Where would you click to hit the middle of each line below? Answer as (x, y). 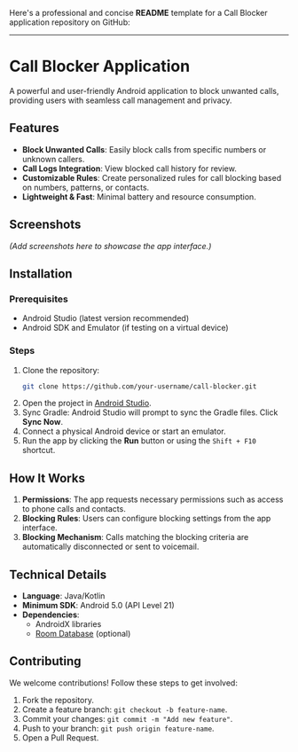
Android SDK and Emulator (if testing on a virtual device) (125, 328)
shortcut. (39, 450)
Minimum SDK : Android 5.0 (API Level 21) (98, 606)
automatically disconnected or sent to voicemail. (110, 547)
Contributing (45, 661)
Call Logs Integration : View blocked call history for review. (129, 168)
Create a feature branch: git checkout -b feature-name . (125, 709)
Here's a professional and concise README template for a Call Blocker (138, 13)
